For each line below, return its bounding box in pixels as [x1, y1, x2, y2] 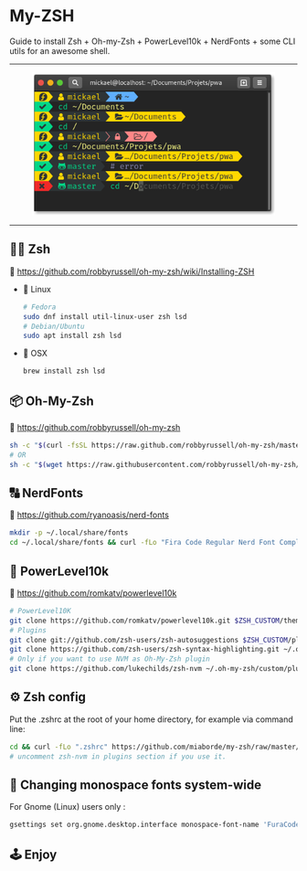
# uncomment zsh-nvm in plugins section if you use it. [9, 751, 227, 761]
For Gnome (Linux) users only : [9, 802, 126, 813]
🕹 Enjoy [9, 846, 58, 862]
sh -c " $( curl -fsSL [9, 441, 89, 450]
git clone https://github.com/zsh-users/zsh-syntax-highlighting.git [9, 645, 281, 654]
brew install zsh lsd [22, 366, 105, 376]
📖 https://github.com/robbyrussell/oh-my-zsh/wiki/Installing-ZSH [9, 266, 255, 277]
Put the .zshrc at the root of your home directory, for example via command [9, 714, 294, 725]
